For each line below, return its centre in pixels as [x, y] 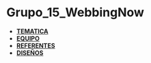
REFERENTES [36, 45]
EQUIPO [28, 38]
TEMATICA [32, 31]
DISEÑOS [30, 53]
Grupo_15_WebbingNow [75, 13]
